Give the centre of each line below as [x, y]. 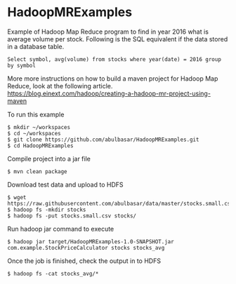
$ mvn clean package [38, 171]
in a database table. [36, 46]
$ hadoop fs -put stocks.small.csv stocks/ [72, 216]
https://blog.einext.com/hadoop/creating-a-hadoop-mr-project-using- [109, 93]
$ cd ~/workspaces [34, 133]
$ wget [17, 197]
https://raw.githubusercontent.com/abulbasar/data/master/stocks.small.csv [120, 203]
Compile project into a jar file [49, 158]
